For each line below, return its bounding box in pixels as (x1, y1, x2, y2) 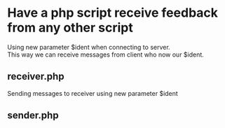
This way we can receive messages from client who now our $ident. (7, 50, 205, 59)
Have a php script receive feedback (7, 5, 219, 21)
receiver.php (7, 71, 64, 83)
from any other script (7, 20, 133, 36)
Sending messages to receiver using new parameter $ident (7, 89, 179, 97)
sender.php (7, 110, 59, 122)
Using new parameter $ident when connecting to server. (7, 43, 170, 51)
